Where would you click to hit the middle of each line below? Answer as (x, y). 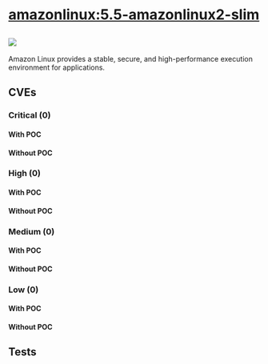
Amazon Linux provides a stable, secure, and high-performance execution (131, 59)
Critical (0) (30, 115)
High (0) (25, 174)
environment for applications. (57, 67)
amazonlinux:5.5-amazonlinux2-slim (134, 15)
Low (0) (24, 290)
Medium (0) (32, 231)
